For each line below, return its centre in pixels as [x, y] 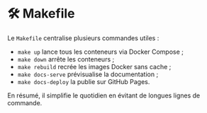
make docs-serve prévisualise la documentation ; [88, 74]
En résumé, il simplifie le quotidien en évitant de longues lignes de [104, 95]
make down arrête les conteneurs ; [66, 59]
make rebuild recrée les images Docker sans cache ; [94, 66]
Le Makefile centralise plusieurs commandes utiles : [83, 38]
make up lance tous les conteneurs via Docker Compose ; [101, 52]
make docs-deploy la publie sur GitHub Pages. [84, 81]
